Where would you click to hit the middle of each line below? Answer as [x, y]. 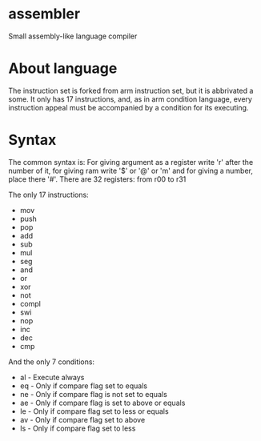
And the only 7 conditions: [51, 362]
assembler [44, 14]
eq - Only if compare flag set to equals [84, 386]
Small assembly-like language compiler [73, 36]
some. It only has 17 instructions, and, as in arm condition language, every [130, 99]
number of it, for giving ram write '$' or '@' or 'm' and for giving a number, [131, 170]
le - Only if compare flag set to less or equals [94, 411]
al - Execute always [52, 377]
